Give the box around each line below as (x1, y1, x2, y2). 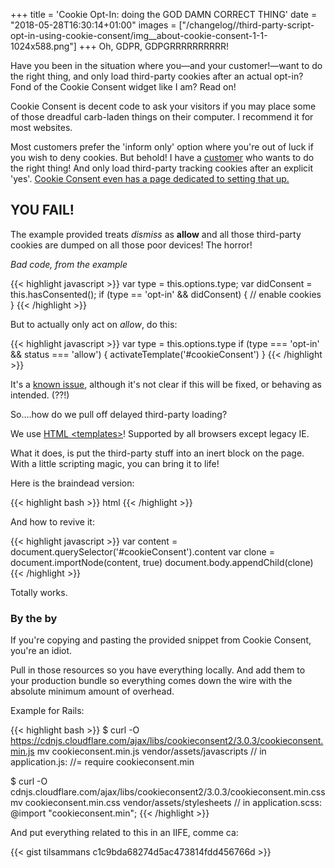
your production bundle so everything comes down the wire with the (10, 675, 293, 687)
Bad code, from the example (10, 258, 128, 270)
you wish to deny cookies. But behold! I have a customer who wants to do (10, 152, 315, 163)
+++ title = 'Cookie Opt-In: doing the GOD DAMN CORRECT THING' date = (10, 9, 318, 20)
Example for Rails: (10, 705, 85, 717)
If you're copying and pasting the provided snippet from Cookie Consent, (10, 634, 312, 646)
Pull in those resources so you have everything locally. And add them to (10, 664, 306, 676)
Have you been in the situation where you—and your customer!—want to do (10, 60, 323, 71)
